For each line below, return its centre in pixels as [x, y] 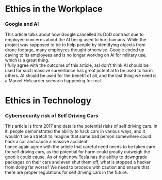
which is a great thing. [27, 60]
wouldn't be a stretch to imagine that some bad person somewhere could [78, 136]
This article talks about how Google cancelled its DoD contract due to [74, 34]
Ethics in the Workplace [54, 9]
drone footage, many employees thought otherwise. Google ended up [75, 50]
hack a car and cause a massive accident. [47, 141]
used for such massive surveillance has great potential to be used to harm [79, 71]
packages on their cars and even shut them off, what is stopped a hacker [78, 162]
